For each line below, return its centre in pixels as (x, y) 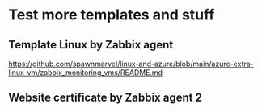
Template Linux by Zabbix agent (91, 45)
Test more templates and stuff (112, 15)
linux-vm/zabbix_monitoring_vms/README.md (86, 73)
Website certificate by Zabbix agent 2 (105, 98)
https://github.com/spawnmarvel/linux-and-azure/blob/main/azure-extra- (131, 64)
